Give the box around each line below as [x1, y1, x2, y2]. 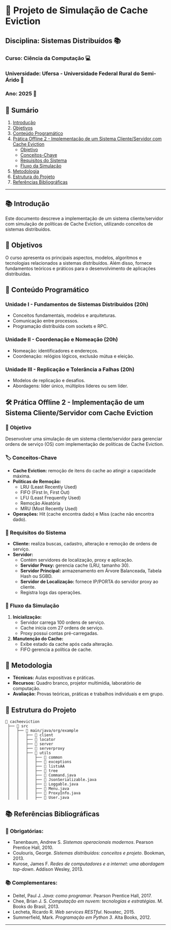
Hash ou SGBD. [20, 573, 53, 580]
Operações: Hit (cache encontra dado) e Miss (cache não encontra [12, 511, 154, 517]
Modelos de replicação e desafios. [12, 378, 85, 384]
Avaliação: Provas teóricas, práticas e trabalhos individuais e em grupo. [12, 691, 164, 697]
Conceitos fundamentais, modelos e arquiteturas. [12, 312, 117, 318]
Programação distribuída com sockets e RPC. [12, 323, 108, 330]
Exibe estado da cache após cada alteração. [20, 641, 113, 647]
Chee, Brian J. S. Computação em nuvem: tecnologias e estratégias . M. [12, 898, 163, 904]
